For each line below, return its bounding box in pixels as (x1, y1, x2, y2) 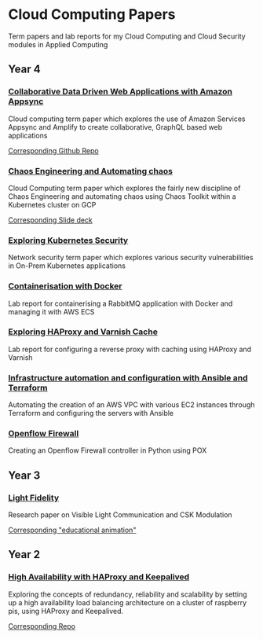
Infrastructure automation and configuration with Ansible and (8, 372, 248, 383)
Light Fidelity (8, 492, 60, 503)
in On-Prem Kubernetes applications (8, 261, 126, 270)
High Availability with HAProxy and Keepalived (8, 571, 190, 582)
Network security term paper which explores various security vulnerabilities (8, 253, 254, 263)
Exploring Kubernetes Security (8, 234, 129, 245)
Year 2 (8, 548, 41, 561)
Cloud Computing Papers (8, 6, 176, 24)
